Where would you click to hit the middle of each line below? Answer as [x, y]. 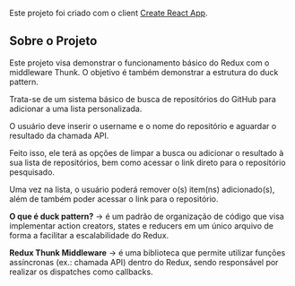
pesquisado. [32, 172]
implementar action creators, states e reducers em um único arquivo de [141, 225]
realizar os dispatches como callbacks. [82, 272]
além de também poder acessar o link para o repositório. [114, 199]
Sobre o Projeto [53, 41]
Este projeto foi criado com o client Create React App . [108, 13]
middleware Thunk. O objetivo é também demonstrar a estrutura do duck [144, 72]
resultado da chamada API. [59, 135]
